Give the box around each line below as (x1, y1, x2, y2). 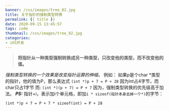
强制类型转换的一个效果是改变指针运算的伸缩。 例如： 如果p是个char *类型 (5, 72, 160, 78)
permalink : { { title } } (5, 17, 55, 22)
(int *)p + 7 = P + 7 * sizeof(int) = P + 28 (5, 100, 102, 106)
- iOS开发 (5, 40, 24, 45)
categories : (5, 36, 30, 41)
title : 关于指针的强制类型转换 (5, 12, 63, 17)
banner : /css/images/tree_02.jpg (5, 7, 76, 13)
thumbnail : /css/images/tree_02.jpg (5, 31, 82, 36)
